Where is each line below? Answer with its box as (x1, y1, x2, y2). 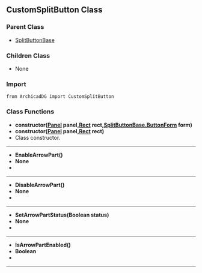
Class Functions (6, 107, 55, 116)
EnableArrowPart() (14, 151, 63, 158)
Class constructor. (14, 134, 61, 141)
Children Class (6, 51, 50, 59)
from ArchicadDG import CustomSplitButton (6, 94, 114, 100)
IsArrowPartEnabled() (14, 241, 71, 248)
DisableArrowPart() (14, 181, 65, 188)
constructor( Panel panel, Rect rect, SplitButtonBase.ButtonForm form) (14, 121, 192, 128)
